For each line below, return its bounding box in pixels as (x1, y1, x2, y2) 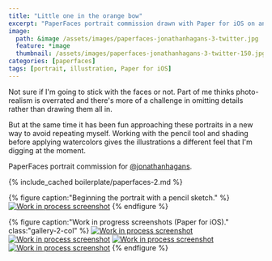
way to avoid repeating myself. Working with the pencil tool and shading (8, 128, 249, 138)
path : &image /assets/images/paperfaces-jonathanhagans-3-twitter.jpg (15, 34, 259, 43)
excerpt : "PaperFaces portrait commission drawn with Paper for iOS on (8, 19, 255, 28)
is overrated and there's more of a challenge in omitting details (34, 95, 244, 105)
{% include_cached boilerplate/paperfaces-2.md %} (8, 177, 184, 186)
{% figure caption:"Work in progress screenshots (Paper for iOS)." (8, 216, 229, 227)
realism (8, 95, 33, 105)
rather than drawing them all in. (8, 104, 113, 113)
